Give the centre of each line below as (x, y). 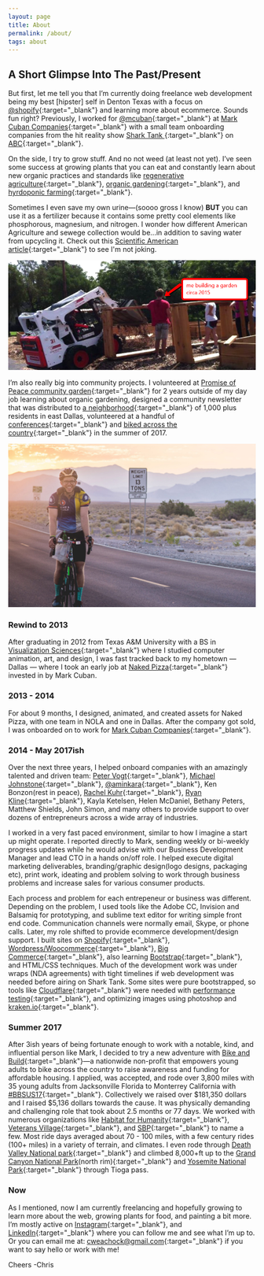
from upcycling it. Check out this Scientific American (93, 241)
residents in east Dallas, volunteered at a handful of (92, 416)
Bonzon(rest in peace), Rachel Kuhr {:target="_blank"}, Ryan (105, 793)
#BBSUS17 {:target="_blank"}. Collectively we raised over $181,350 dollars (128, 1095)
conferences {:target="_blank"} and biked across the (93, 424)
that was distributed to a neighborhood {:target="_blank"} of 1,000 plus (123, 408)
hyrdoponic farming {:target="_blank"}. (71, 192)
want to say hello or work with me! (64, 1249)
